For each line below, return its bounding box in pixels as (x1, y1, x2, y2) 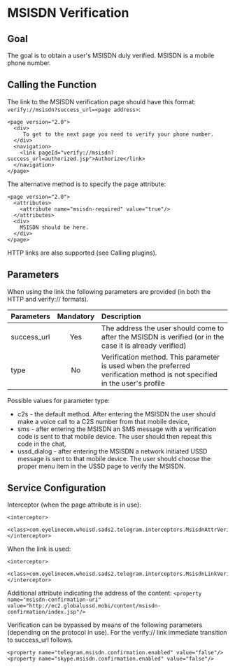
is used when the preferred (101, 360, 191, 370)
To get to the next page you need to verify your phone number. (22, 131, 215, 138)
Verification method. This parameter (101, 352, 220, 362)
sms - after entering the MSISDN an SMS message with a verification (17, 425, 217, 433)
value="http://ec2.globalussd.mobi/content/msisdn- (7, 603, 161, 610)
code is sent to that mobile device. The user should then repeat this (17, 432, 212, 440)
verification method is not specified (101, 369, 218, 379)
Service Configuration (7, 482, 106, 494)
